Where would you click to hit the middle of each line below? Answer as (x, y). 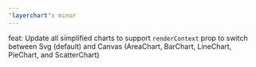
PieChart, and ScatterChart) (54, 54)
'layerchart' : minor (43, 15)
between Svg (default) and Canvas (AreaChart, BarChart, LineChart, (120, 46)
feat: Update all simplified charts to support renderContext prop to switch (128, 38)
